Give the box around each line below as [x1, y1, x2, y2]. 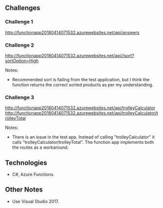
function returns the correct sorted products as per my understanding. [12, 82, 154, 87]
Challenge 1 [5, 18, 33, 25]
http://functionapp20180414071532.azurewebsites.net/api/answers [5, 29, 140, 35]
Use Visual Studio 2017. [12, 198, 59, 204]
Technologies [5, 158, 48, 167]
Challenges [5, 4, 40, 12]
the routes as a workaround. [12, 144, 69, 150]
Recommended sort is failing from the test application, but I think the [12, 76, 150, 82]
